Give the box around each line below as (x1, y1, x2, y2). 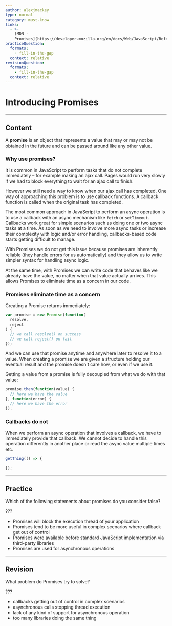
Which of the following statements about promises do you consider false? (5, 498, 161, 504)
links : (5, 22, 19, 27)
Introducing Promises (5, 97, 99, 109)
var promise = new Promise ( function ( (5, 312, 86, 318)
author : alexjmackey (5, 7, 50, 13)
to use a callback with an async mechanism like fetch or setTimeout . (5, 214, 149, 220)
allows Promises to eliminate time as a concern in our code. (5, 278, 131, 284)
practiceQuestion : (5, 41, 45, 46)
